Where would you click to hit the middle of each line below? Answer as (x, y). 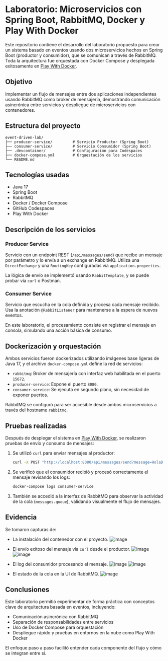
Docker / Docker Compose (40, 203)
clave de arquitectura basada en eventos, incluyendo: (61, 607)
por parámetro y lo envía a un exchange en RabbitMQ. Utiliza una (72, 260)
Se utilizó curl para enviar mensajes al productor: (64, 453)
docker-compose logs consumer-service (53, 486)
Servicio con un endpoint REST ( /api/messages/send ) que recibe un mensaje (84, 255)
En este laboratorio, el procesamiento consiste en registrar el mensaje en (81, 325)
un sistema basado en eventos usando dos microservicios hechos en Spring (84, 50)
